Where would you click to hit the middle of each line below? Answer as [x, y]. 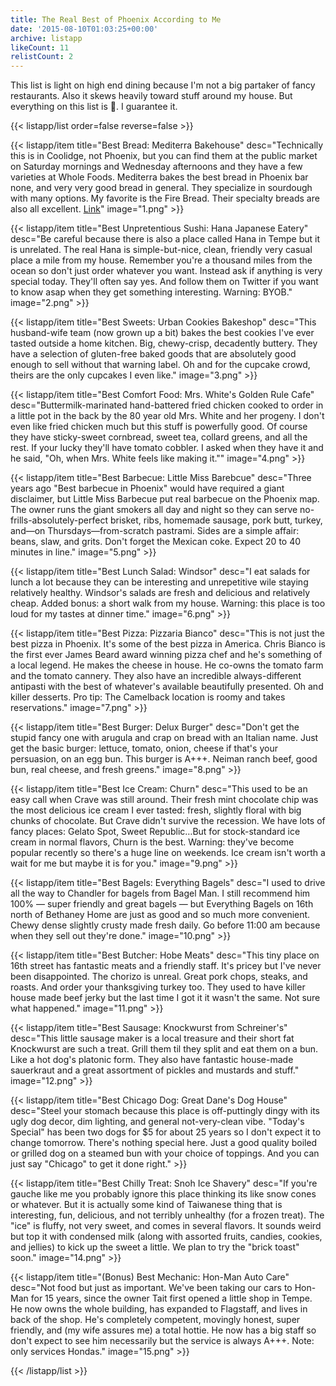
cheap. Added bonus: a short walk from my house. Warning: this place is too [168, 603]
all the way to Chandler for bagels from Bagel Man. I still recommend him [160, 893]
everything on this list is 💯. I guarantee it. [94, 107]
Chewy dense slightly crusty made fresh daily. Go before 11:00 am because [165, 925]
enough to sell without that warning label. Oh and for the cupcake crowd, [160, 365]
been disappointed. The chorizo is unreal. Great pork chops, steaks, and [159, 977]
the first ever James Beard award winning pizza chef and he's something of [166, 655]
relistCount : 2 [42, 57]
